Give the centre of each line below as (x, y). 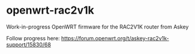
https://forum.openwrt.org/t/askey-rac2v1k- (115, 38)
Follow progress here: (33, 38)
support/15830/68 (28, 45)
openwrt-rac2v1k (50, 10)
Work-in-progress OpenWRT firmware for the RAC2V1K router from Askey (97, 27)
